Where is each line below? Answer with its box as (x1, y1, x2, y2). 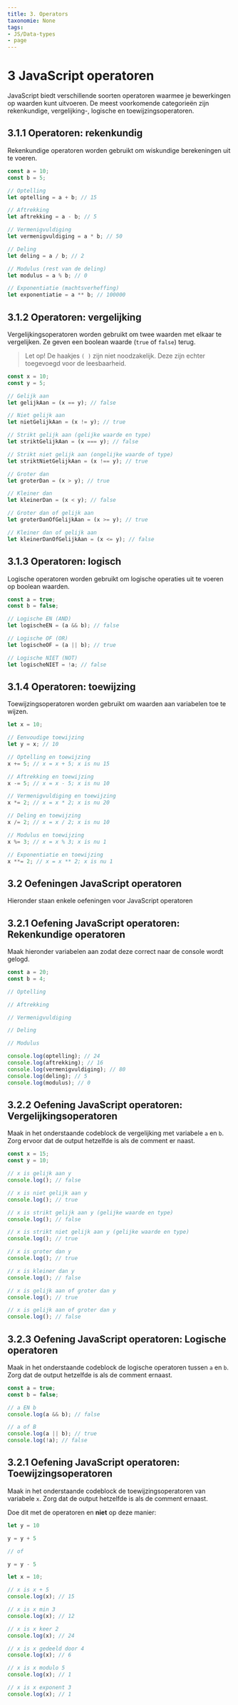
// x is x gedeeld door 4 (7, 1645, 84, 1652)
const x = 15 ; (7, 1150, 50, 1157)
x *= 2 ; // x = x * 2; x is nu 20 (7, 799, 110, 807)
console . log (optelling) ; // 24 (7, 1052, 100, 1060)
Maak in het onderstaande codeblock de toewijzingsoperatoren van (7, 1487, 206, 1495)
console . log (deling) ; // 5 (7, 1072, 88, 1080)
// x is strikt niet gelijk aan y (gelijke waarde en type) (7, 1229, 190, 1236)
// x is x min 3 (7, 1606, 56, 1613)
